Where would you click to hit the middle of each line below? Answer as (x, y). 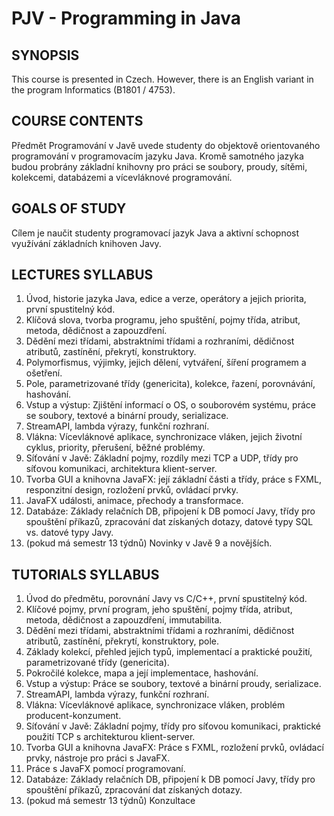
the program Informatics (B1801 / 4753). (93, 90)
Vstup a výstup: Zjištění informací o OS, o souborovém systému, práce (170, 405)
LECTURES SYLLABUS (82, 275)
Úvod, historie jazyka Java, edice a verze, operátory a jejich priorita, (166, 299)
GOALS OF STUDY (69, 208)
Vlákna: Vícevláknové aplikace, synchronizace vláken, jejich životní (164, 437)
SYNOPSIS (45, 55)
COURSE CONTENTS (77, 121)
